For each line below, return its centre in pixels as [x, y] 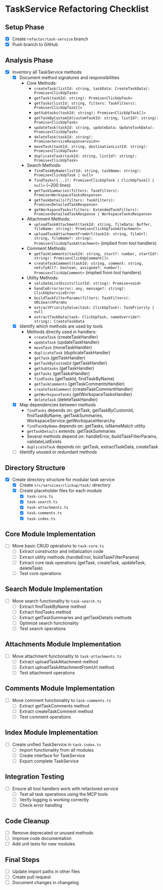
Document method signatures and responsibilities [69, 78]
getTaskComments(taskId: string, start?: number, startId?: [96, 254]
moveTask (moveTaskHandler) [63, 347]
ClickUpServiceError [55, 293]
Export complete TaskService [49, 761]
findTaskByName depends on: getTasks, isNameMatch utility [86, 426]
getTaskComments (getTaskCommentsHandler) [79, 384]
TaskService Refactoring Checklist [77, 9]
